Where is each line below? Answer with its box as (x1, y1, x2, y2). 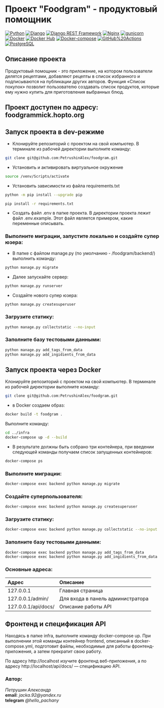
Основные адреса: (5, 566, 53, 573)
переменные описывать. (12, 221, 65, 226)
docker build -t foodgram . (5, 412, 63, 417)
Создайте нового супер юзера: (12, 292, 78, 298)
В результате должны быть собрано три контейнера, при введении (12, 444, 154, 450)
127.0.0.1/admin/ (7, 595, 49, 602)
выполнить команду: (12, 255, 56, 261)
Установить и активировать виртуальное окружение (12, 164, 124, 170)
